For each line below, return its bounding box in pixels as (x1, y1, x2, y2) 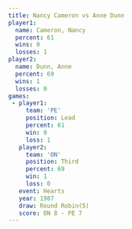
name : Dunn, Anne (15, 63, 72, 71)
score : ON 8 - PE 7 (18, 209, 82, 217)
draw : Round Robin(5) (18, 201, 90, 209)
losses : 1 (15, 48, 47, 56)
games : (8, 92, 30, 100)
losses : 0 (15, 84, 47, 93)
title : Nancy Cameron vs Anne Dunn (8, 11, 125, 20)
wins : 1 (15, 77, 41, 85)
